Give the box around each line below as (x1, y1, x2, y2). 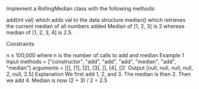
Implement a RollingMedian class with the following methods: (6, 5, 156, 12)
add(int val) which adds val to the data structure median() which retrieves (6, 17, 186, 23)
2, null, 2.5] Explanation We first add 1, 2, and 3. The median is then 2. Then (6, 71, 191, 77)
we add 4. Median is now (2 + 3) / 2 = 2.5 (6, 77, 108, 84)
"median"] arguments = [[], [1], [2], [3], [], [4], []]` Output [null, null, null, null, (6, 64, 194, 71)
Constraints (6, 41, 34, 47)
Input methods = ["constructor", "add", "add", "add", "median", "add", (6, 58, 176, 65)
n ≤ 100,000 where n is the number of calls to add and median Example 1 (6, 52, 184, 58)
